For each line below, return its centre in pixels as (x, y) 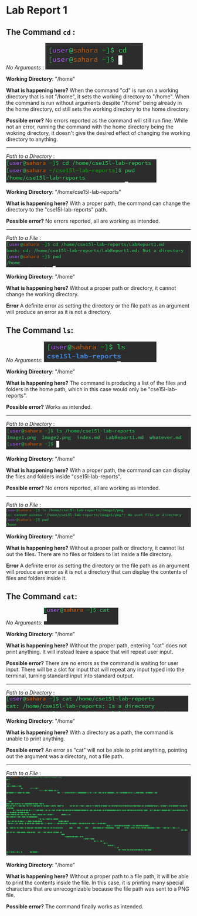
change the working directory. (43, 295)
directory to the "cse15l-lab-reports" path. (57, 209)
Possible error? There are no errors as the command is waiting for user (92, 663)
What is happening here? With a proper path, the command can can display (98, 470)
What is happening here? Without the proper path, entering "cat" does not (96, 645)
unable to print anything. (36, 738)
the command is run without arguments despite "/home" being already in (94, 103)
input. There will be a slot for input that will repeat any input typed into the (95, 669)
